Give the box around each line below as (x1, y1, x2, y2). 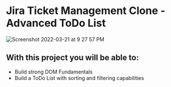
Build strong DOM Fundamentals (14, 68, 93, 75)
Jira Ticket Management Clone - (6, 4, 166, 18)
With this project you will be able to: (6, 53, 139, 62)
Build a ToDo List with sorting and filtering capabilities (14, 74, 144, 81)
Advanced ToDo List (6, 16, 106, 30)
